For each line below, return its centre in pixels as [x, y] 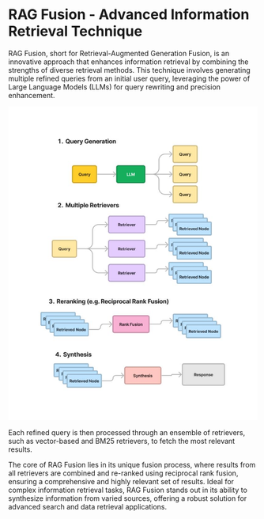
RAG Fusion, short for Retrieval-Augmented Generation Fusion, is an [119, 53]
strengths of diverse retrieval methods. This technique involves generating [129, 70]
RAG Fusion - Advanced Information [129, 15]
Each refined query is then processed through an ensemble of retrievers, [127, 432]
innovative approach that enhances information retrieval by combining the [128, 62]
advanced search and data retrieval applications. [88, 506]
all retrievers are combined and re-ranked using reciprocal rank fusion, [123, 473]
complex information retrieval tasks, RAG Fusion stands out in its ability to [128, 490]
